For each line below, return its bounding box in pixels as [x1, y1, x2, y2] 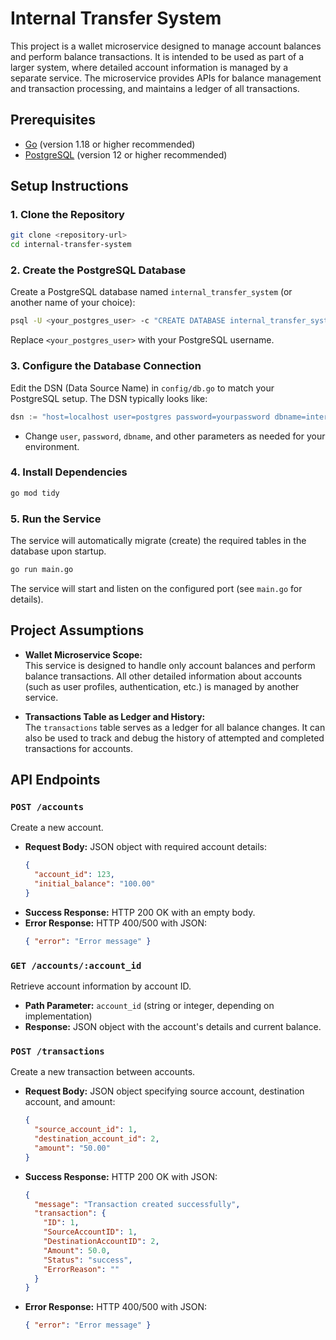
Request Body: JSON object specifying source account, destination [24, 1085, 305, 1097]
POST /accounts [10, 802, 85, 812]
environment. [24, 440, 80, 452]
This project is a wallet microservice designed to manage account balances [10, 40, 322, 52]
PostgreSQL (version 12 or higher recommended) [24, 148, 228, 161]
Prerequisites [10, 112, 96, 129]
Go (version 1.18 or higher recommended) [24, 138, 196, 150]
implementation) [24, 1010, 93, 1022]
